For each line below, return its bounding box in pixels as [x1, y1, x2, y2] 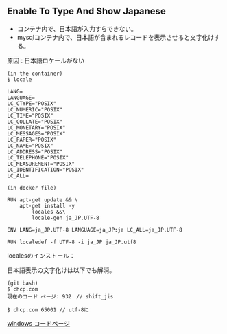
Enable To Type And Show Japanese [7, 5, 166, 17]
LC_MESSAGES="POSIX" [7, 130, 67, 137]
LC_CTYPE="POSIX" [7, 100, 57, 107]
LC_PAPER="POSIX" [7, 136, 57, 143]
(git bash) [7, 280, 38, 287]
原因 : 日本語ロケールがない [7, 56, 84, 65]
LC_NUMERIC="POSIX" [7, 106, 63, 113]
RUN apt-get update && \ [7, 196, 78, 203]
